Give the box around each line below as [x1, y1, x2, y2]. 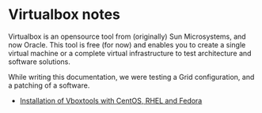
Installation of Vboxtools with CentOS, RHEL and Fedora [19, 96, 203, 105]
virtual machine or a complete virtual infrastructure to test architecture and [8, 48, 252, 58]
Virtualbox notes [8, 6, 121, 24]
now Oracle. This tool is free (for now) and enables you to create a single [8, 40, 246, 49]
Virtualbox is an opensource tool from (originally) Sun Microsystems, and [8, 32, 247, 41]
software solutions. [8, 57, 71, 66]
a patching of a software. [8, 81, 90, 90]
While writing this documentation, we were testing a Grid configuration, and [8, 72, 255, 81]
